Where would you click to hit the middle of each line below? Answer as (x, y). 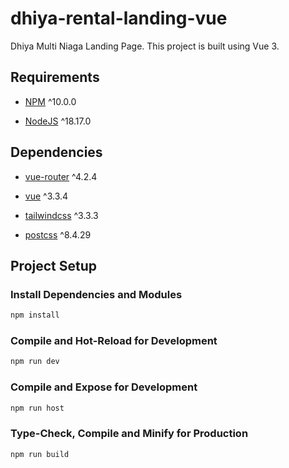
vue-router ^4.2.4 (61, 176)
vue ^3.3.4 (46, 196)
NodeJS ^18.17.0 (58, 121)
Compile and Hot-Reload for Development (114, 341)
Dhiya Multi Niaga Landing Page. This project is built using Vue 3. (145, 46)
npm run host (37, 408)
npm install (35, 315)
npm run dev (35, 362)
